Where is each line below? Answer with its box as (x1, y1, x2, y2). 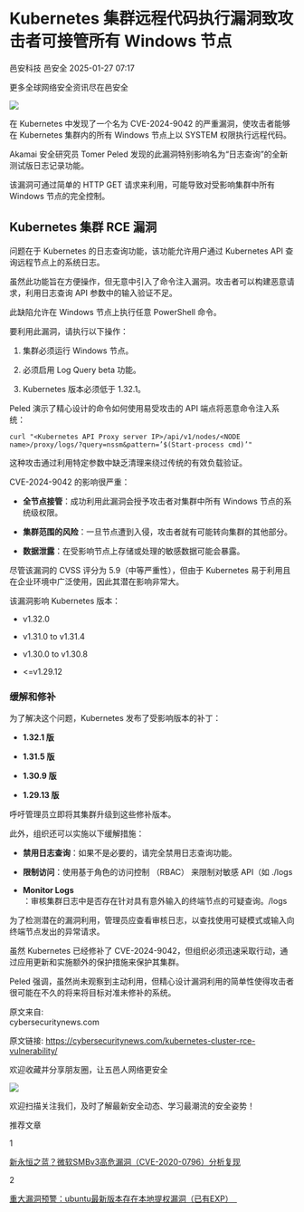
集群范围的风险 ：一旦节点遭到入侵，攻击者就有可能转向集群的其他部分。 (22, 526, 292, 537)
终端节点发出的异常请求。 (9, 926, 105, 938)
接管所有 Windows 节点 (57, 31, 233, 52)
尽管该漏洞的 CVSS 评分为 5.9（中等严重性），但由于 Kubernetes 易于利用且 (9, 564, 291, 575)
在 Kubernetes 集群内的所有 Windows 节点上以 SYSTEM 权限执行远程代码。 (9, 129, 292, 140)
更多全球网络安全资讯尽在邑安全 (9, 82, 128, 92)
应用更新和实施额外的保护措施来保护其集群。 (16, 957, 184, 967)
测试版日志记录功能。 (9, 159, 89, 170)
